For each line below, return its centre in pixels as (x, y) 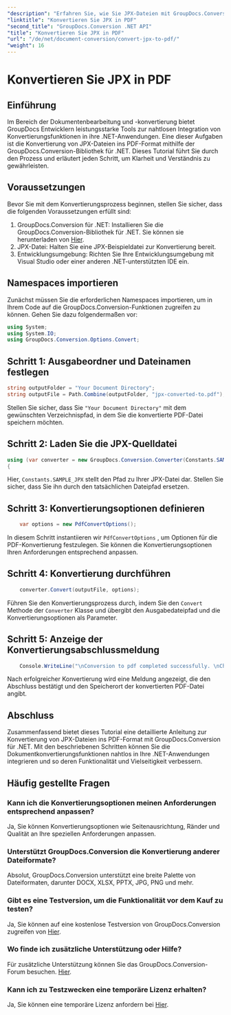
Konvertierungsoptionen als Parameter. (63, 618)
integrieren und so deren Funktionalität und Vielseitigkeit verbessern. (105, 761)
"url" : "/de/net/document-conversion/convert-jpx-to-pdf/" (93, 39)
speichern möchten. (35, 422)
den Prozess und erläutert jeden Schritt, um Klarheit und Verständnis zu (109, 158)
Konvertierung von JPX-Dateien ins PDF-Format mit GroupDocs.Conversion (114, 740)
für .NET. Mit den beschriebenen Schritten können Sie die (89, 747)
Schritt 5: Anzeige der (55, 639)
